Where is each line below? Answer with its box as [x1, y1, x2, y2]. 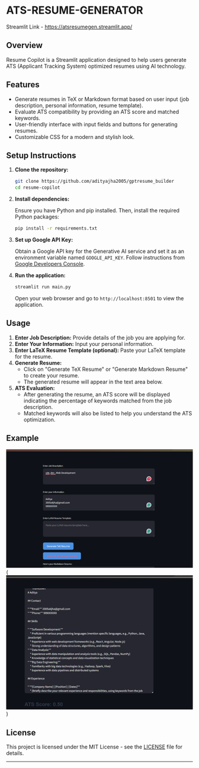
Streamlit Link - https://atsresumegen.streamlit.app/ [6, 23, 133, 30]
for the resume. [14, 353, 53, 360]
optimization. [23, 416, 56, 423]
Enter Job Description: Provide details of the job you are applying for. [14, 334, 185, 341]
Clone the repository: [14, 166, 69, 173]
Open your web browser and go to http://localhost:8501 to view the [14, 294, 184, 302]
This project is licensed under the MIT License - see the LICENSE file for [6, 743, 182, 751]
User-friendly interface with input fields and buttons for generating [14, 120, 178, 128]
